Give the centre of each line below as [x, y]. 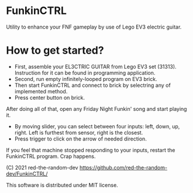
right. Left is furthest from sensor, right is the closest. [79, 132]
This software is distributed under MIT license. [62, 185]
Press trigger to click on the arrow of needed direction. [81, 139]
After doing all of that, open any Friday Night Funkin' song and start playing [96, 108]
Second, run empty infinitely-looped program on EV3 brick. [86, 79]
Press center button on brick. [50, 97]
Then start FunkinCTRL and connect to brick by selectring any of [92, 85]
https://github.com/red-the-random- [123, 167]
